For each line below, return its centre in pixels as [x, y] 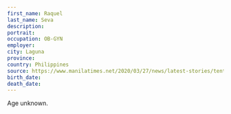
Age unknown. [27, 103]
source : [18, 71]
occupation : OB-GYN [35, 39]
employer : [21, 45]
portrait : [21, 33]
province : [21, 58]
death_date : [24, 84]
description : [26, 26]
